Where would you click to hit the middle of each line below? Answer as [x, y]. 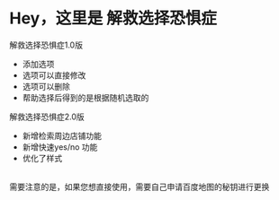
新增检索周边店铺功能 [62, 135]
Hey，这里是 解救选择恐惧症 [113, 18]
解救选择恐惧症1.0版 [46, 45]
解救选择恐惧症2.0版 [47, 117]
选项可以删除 [46, 86]
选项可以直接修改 [54, 75]
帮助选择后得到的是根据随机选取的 [85, 97]
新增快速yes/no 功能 [60, 147]
